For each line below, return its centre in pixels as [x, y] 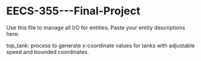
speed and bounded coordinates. [48, 51]
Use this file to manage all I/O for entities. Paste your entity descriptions [96, 28]
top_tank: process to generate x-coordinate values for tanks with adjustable [100, 45]
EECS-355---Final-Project [73, 11]
